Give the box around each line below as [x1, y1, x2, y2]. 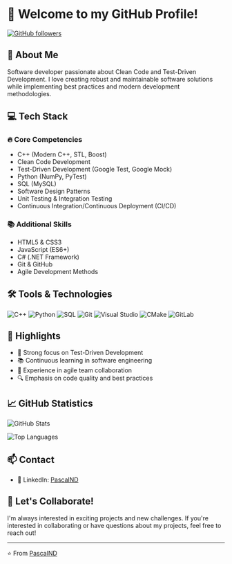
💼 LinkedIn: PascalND [17, 475, 79, 484]
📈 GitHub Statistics [7, 397, 93, 409]
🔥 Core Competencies [7, 135, 83, 145]
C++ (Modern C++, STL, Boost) [17, 150, 107, 158]
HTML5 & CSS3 [17, 238, 62, 246]
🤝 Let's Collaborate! [7, 495, 95, 507]
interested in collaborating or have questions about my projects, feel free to [7, 521, 222, 529]
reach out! [7, 529, 37, 537]
